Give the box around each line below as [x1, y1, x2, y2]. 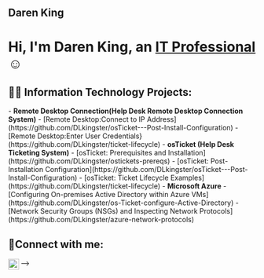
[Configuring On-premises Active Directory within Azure [8, 190, 190, 199]
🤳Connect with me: [8, 237, 104, 251]
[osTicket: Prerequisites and [75, 148, 167, 158]
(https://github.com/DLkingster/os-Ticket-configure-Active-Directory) [8, 198, 234, 207]
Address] [146, 115, 177, 124]
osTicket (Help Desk [167, 140, 234, 149]
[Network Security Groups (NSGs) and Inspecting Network [8, 207, 198, 216]
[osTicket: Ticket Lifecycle [83, 173, 169, 183]
